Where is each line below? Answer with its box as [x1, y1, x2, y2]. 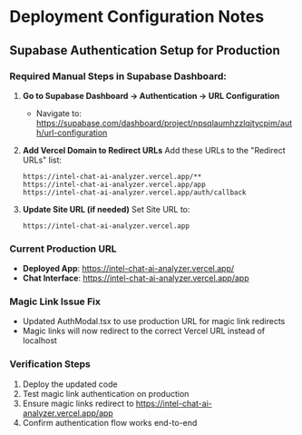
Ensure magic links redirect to [22, 398, 134, 409]
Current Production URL [9, 242, 117, 255]
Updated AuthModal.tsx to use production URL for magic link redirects [22, 316, 286, 327]
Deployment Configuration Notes [9, 6, 265, 27]
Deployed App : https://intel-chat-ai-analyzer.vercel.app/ [22, 263, 235, 274]
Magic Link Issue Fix [9, 295, 102, 308]
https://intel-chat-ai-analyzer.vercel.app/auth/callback [22, 188, 247, 197]
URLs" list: [22, 154, 62, 165]
